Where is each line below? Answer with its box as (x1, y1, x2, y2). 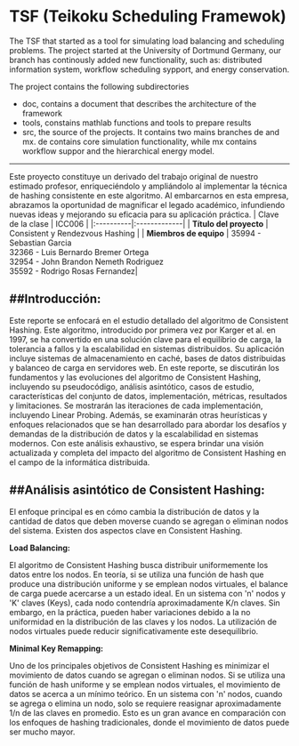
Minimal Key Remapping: (9, 643, 104, 654)
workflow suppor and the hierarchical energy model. (21, 145, 215, 156)
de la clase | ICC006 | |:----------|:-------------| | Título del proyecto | (9, 218, 269, 229)
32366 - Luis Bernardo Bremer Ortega (9, 246, 149, 257)
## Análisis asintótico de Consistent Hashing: (9, 483, 265, 498)
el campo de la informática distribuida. (9, 456, 150, 468)
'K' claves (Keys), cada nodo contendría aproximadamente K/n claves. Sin (9, 598, 280, 608)
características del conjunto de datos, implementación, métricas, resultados (9, 390, 287, 401)
